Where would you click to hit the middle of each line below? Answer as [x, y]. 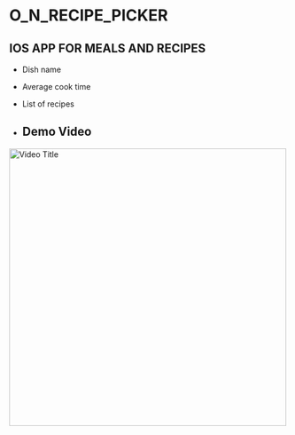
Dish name [42, 69]
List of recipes [48, 104]
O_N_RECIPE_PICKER [89, 16]
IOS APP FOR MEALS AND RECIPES [108, 48]
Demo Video [57, 132]
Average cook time [56, 87]
